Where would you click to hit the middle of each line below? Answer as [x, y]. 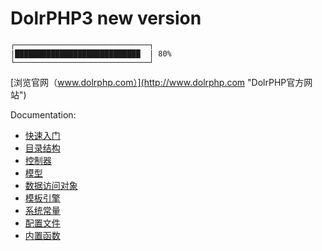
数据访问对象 [51, 185]
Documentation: [43, 114]
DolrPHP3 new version [106, 18]
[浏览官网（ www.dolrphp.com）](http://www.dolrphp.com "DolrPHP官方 [157, 82]
